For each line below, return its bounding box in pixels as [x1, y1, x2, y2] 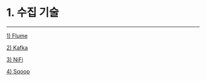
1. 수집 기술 [6, 6, 59, 20]
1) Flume [6, 32, 28, 39]
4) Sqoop [6, 67, 31, 75]
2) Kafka [6, 44, 28, 51]
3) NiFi [6, 56, 23, 63]
